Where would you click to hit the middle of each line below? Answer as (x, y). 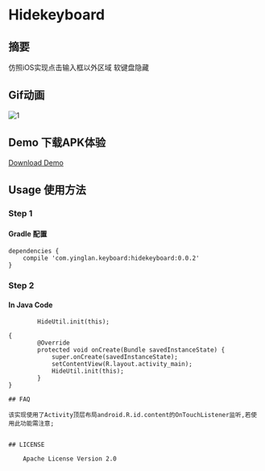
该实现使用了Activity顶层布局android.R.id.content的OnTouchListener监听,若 (130, 415)
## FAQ (19, 400)
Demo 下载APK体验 (57, 143)
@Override (54, 343)
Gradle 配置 (28, 233)
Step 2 (21, 286)
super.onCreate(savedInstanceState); (115, 357)
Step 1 (21, 213)
